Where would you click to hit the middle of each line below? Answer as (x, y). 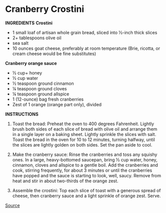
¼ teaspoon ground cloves (40, 88)
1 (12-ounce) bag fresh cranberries (48, 99)
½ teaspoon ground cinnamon (43, 83)
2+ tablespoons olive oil (37, 38)
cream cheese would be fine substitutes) (54, 54)
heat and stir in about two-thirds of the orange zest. (65, 181)
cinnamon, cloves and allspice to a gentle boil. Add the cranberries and (85, 165)
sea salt (20, 43)
